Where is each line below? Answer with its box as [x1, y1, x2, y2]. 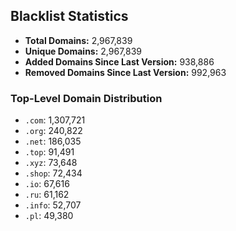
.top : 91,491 [24, 146, 75, 158]
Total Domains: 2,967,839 [24, 34, 133, 46]
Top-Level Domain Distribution [10, 91, 163, 105]
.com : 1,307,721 [24, 114, 86, 126]
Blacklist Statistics [10, 8, 129, 25]
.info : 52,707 [24, 199, 82, 211]
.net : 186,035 [24, 135, 82, 148]
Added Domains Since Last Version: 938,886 [24, 55, 215, 68]
